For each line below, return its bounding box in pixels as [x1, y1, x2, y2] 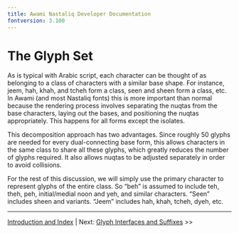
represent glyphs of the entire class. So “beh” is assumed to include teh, [7, 182, 220, 191]
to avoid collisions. [7, 161, 62, 170]
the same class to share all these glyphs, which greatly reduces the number [7, 145, 229, 154]
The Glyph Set [7, 48, 94, 64]
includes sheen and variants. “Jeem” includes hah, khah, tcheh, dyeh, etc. [7, 197, 224, 206]
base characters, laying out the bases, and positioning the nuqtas [7, 109, 199, 118]
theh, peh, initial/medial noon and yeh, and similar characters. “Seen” [7, 190, 210, 198]
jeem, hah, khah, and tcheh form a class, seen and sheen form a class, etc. [7, 86, 227, 95]
